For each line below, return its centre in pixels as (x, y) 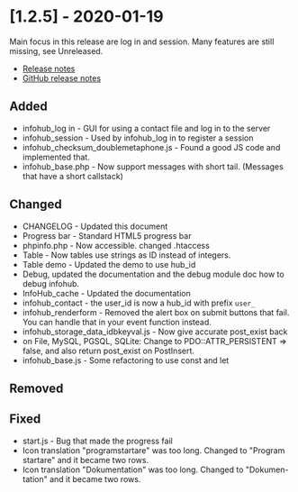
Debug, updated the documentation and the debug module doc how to (154, 274)
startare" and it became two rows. (86, 460)
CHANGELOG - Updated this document (95, 226)
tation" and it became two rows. (81, 478)
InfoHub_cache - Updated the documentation (106, 293)
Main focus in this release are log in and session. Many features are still (142, 41)
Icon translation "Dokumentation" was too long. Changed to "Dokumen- (155, 469)
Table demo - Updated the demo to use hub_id (109, 264)
